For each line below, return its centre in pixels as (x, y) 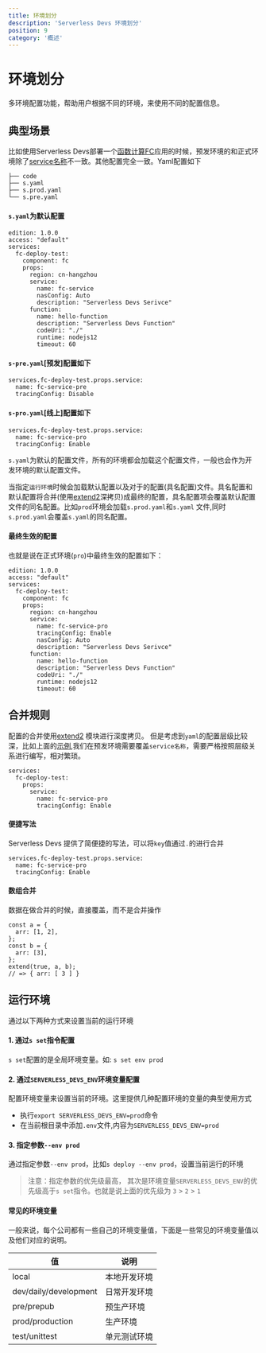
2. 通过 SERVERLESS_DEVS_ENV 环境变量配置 (74, 1079)
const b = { (28, 946)
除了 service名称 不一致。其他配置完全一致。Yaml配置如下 (108, 161)
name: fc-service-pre (51, 387)
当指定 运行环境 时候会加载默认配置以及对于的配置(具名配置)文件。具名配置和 (130, 487)
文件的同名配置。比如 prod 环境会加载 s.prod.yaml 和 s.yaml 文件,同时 (117, 507)
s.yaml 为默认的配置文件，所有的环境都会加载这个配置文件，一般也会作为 (127, 460)
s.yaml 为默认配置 (37, 216)
